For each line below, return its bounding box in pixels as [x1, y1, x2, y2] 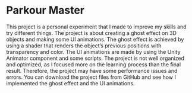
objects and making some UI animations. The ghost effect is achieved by [6, 36, 184, 43]
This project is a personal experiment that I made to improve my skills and [6, 23, 187, 30]
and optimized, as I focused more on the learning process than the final [6, 60, 181, 68]
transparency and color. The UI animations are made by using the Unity [6, 48, 181, 55]
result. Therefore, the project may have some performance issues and [6, 67, 178, 74]
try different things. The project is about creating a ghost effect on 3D [6, 29, 177, 36]
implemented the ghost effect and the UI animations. [6, 79, 135, 86]
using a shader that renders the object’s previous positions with [6, 42, 162, 49]
